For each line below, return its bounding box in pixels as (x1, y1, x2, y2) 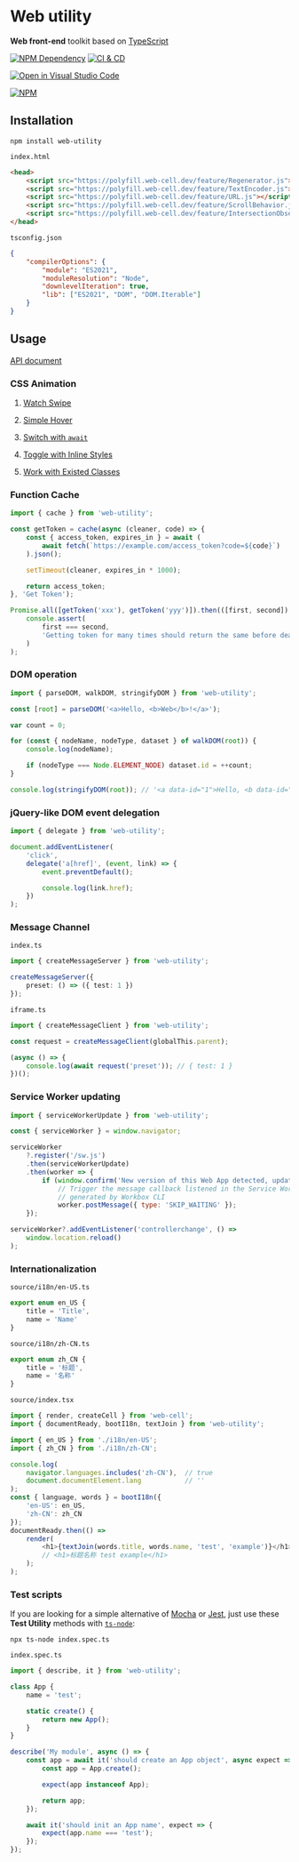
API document (10, 355, 62, 365)
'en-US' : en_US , (26, 1501, 87, 1511)
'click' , (26, 851, 59, 860)
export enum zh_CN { (10, 1354, 87, 1364)
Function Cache (10, 488, 80, 501)
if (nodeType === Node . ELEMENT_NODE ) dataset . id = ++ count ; (26, 761, 253, 770)
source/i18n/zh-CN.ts (10, 1339, 90, 1348)
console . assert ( (26, 614, 87, 623)
